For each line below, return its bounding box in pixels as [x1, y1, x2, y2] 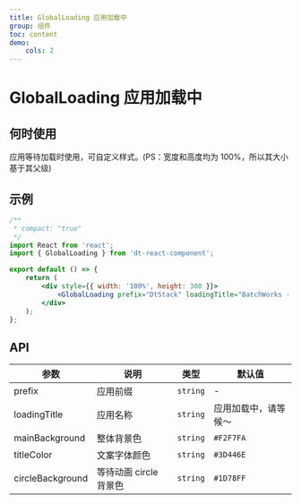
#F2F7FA [213, 433, 246, 443]
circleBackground [13, 472, 89, 484]
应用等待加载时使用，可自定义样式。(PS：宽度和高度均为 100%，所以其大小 [9, 151, 289, 162]
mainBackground [13, 431, 86, 444]
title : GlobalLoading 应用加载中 [9, 13, 127, 22]
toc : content [9, 30, 58, 38]
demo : [9, 38, 30, 47]
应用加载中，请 [213, 402, 277, 414]
